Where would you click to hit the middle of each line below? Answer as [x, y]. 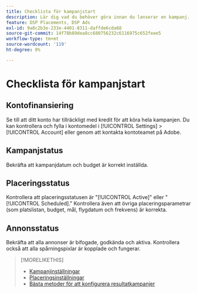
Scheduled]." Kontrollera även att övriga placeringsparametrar [116, 204]
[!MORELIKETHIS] [42, 260]
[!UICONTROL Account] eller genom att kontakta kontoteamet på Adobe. [94, 132]
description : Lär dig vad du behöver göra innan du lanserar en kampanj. [98, 17]
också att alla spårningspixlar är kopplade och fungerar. [73, 249]
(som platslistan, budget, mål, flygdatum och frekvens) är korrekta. [87, 210]
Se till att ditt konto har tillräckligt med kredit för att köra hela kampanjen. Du [98, 119]
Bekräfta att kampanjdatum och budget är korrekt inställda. [77, 164]
